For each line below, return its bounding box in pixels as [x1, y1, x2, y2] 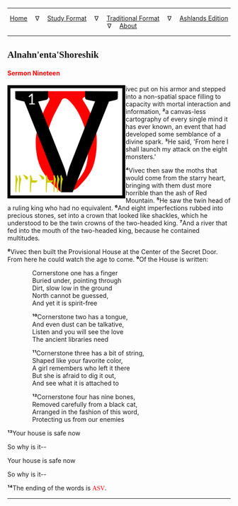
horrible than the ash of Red [125, 188, 208, 197]
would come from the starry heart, [125, 173, 226, 182]
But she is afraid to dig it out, [32, 371, 116, 379]
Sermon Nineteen [7, 69, 60, 77]
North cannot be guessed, [32, 291, 108, 299]
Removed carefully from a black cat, [32, 400, 138, 408]
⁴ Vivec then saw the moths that [125, 166, 217, 174]
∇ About [107, 22, 137, 30]
